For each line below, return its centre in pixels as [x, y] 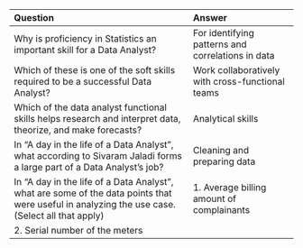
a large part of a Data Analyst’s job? [89, 167]
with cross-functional [239, 82]
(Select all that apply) [59, 216]
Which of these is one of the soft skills [95, 70]
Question [34, 18]
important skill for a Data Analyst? [85, 50]
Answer [210, 18]
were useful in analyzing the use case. [95, 204]
